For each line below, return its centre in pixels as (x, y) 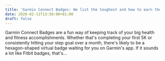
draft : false (18, 19)
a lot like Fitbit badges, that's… (36, 53)
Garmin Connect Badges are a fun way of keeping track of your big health (80, 33)
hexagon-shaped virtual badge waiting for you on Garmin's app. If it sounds (82, 48)
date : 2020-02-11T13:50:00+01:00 (39, 14)
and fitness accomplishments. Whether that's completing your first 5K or (79, 38)
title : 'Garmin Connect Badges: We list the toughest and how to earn (79, 10)
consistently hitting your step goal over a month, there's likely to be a (75, 43)
